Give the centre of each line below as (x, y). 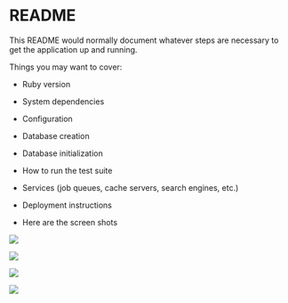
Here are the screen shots (70, 222)
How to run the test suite (67, 170)
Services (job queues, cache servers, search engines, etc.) (130, 187)
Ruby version (46, 84)
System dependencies (63, 101)
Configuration (47, 119)
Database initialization (63, 153)
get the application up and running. (73, 49)
